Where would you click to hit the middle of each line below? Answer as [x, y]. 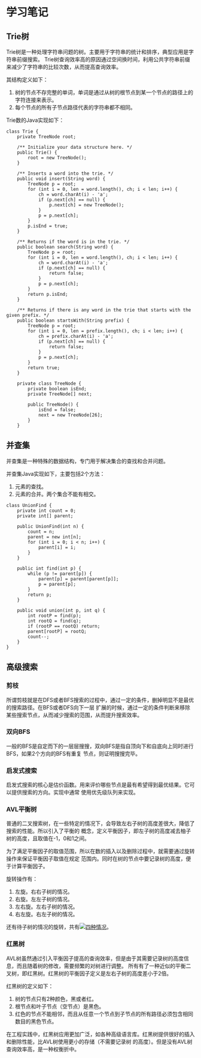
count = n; [41, 532]
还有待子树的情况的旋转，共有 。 [59, 927]
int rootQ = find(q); [55, 621]
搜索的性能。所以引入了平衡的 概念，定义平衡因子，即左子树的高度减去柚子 [99, 831]
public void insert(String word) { [61, 179]
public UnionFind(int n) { [51, 526]
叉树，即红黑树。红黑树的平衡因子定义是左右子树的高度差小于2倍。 [89, 973]
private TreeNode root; [47, 137]
